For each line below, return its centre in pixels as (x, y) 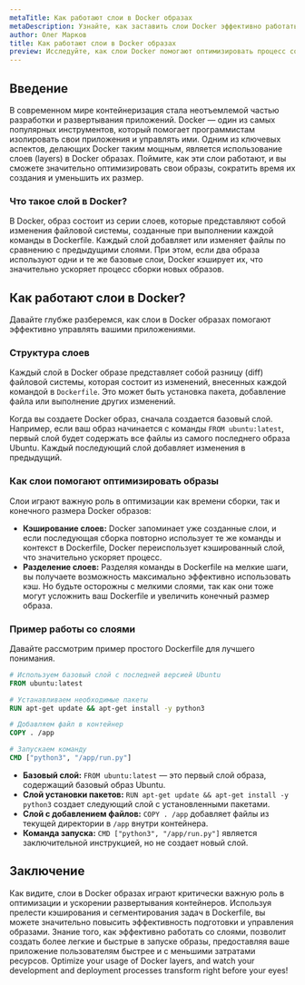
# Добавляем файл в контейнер (67, 724)
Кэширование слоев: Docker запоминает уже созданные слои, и (149, 528)
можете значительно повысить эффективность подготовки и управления (152, 921)
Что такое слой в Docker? (69, 201)
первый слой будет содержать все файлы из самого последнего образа (150, 438)
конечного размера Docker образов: (80, 510)
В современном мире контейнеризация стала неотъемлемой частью (144, 110)
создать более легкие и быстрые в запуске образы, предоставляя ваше (150, 941)
